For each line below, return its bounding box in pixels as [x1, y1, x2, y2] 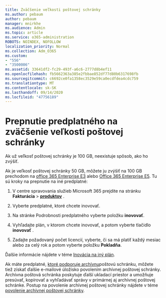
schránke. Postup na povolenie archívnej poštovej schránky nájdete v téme [5, 282, 159, 288]
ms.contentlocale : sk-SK [5, 85, 56, 90]
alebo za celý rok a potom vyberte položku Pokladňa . [12, 242, 122, 248]
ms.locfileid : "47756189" [5, 94, 58, 99]
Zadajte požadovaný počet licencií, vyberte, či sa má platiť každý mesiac [12, 237, 161, 243]
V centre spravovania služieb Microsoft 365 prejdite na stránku [12, 188, 141, 194]
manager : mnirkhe [5, 21, 41, 26]
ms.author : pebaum [5, 12, 43, 17]
